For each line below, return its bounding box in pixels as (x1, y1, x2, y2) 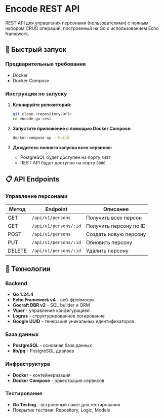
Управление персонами (5, 192, 68, 199)
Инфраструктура (5, 361, 51, 368)
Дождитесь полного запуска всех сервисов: (12, 144, 112, 150)
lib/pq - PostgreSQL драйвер (12, 348, 75, 354)
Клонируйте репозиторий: (12, 101, 72, 108)
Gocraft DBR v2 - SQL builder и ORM (12, 302, 90, 308)
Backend (5, 280, 28, 287)
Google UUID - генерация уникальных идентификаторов (12, 318, 134, 324)
